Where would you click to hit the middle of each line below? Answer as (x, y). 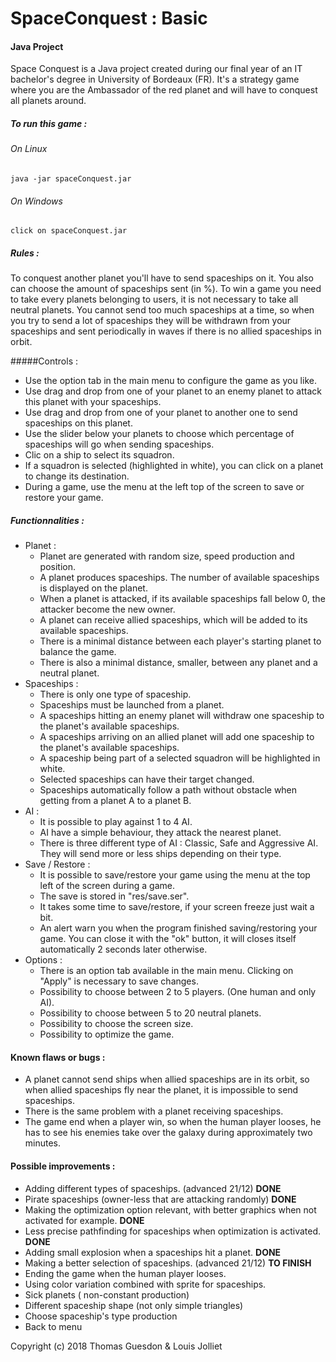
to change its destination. (77, 476)
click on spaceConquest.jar (69, 231)
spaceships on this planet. (78, 423)
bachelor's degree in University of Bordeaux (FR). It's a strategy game (155, 79)
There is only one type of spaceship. (115, 694)
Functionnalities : (47, 520)
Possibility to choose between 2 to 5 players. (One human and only (178, 992)
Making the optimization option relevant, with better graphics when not (170, 1209)
